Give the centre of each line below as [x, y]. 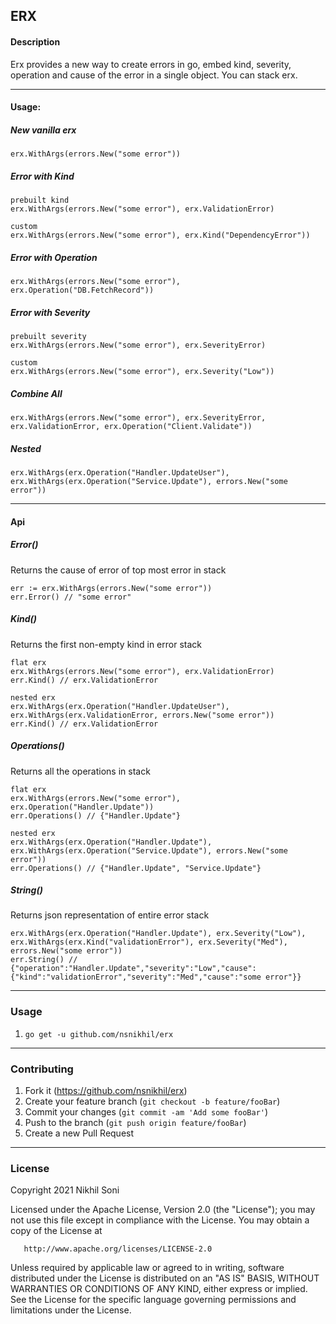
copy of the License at [56, 1231]
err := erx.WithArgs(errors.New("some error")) [111, 588]
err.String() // [44, 960]
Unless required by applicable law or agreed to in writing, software [147, 1268]
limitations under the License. [71, 1310]
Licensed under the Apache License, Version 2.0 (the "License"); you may [163, 1210]
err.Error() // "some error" [71, 597]
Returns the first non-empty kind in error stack [106, 644]
